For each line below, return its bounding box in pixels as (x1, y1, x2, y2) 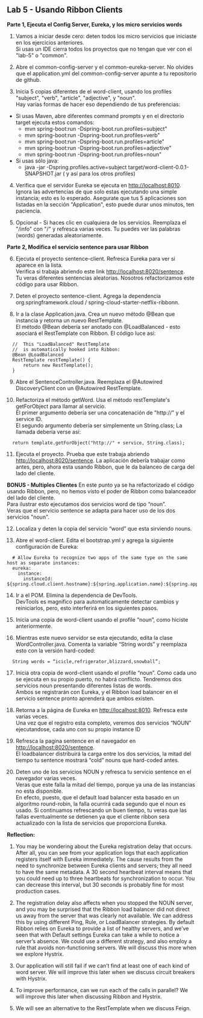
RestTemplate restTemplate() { (12, 357, 91, 363)
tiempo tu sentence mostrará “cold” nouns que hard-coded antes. (15, 756, 180, 764)
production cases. (15, 887, 61, 895)
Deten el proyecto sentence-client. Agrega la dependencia (15, 292, 161, 299)
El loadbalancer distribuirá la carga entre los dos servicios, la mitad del (15, 750, 192, 757)
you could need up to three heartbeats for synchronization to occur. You (15, 875, 195, 882)
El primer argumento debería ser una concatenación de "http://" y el (15, 409, 185, 416)
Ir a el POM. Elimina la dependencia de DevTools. (15, 592, 137, 599)
